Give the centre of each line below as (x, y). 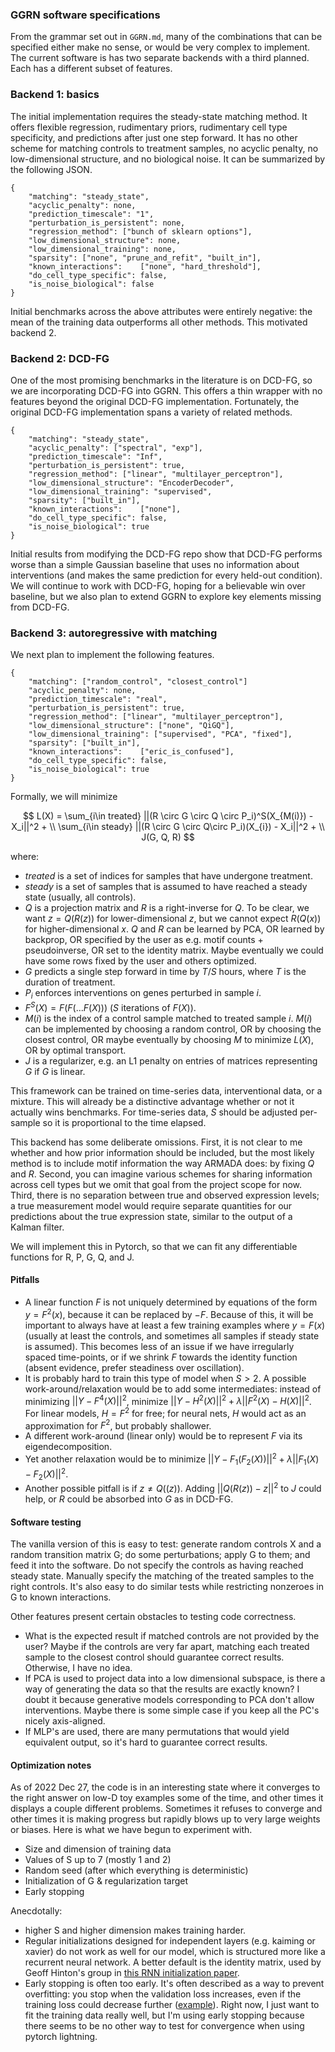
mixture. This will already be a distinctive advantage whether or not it (152, 1101)
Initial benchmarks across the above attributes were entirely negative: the (161, 311)
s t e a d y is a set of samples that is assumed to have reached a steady (166, 887)
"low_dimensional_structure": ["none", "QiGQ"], (131, 726)
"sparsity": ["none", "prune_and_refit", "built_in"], (145, 258)
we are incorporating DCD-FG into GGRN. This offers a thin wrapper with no (166, 390)
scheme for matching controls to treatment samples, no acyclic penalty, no (164, 148)
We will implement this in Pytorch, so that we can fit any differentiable (154, 1246)
